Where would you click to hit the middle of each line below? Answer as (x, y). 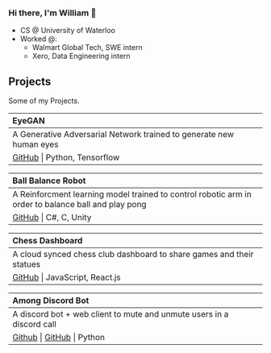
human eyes (35, 144)
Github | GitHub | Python (58, 338)
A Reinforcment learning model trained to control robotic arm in (132, 194)
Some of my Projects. (44, 101)
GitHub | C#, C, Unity (52, 218)
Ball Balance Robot (49, 181)
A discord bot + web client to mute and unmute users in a (121, 314)
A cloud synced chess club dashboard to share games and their (133, 255)
